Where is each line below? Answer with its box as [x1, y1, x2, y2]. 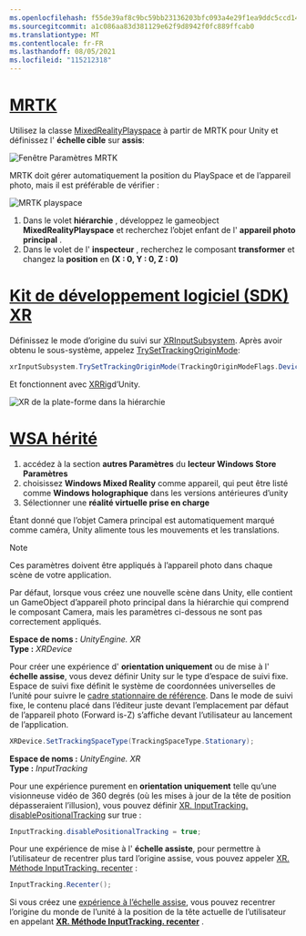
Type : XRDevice [9, 643, 73, 654]
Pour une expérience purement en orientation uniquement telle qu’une [9, 780, 277, 791]
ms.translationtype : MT [9, 30, 100, 39]
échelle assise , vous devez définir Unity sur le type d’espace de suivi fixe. [9, 670, 289, 681]
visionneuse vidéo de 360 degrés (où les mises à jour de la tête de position [9, 789, 291, 801]
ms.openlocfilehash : [9, 13, 88, 23]
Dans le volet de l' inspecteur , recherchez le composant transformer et [22, 243, 295, 255]
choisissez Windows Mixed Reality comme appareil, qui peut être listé [22, 477, 289, 488]
